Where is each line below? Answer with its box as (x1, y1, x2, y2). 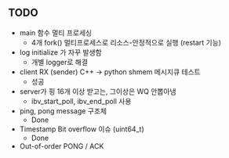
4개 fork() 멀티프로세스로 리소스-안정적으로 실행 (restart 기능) (31, 38, 222, 47)
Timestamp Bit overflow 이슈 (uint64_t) (19, 124, 144, 134)
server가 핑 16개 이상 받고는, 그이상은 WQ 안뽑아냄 (19, 86, 176, 96)
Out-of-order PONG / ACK (19, 141, 104, 151)
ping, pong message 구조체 (19, 106, 107, 116)
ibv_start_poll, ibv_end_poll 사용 (31, 96, 132, 106)
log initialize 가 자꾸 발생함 (19, 47, 102, 57)
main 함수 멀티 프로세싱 (19, 27, 93, 38)
